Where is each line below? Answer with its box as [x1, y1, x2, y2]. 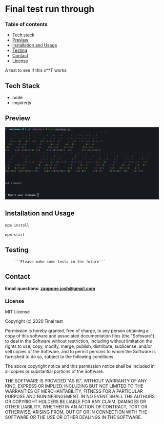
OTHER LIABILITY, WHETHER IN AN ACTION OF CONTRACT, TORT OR [5, 404, 147, 410]
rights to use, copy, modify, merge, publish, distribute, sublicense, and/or [5, 343, 152, 349]
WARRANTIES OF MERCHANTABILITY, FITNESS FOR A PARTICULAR [5, 388, 143, 394]
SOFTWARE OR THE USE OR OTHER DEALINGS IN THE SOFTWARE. [5, 414, 142, 420]
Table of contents [5, 21, 48, 28]
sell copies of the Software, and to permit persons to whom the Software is [5, 349, 156, 355]
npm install [5, 223, 29, 228]
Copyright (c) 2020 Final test [5, 318, 63, 324]
